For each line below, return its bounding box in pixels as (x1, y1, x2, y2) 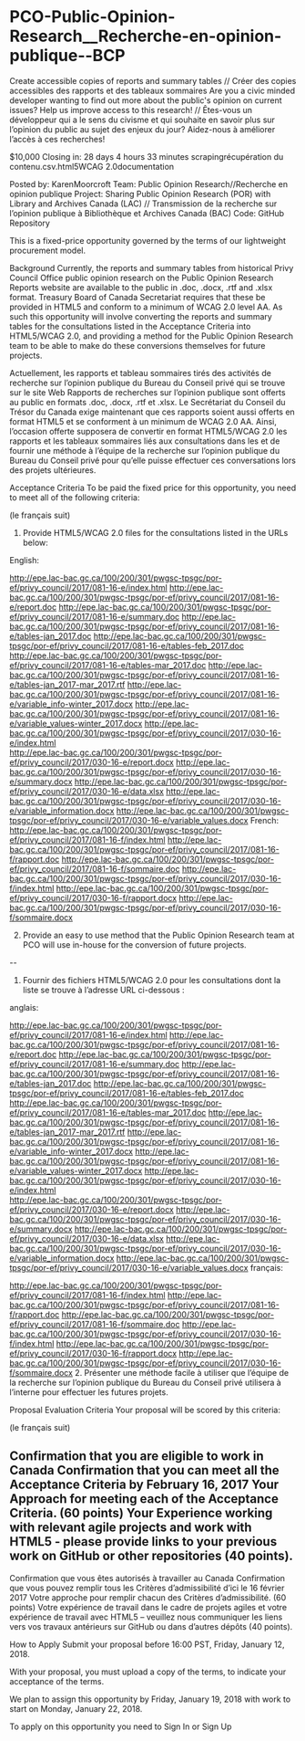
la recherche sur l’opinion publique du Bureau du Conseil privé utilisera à (9, 1377, 282, 1388)
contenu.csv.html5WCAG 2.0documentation (9, 161, 175, 172)
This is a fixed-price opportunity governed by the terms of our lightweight (9, 235, 287, 246)
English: (9, 554, 39, 565)
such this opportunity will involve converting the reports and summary (9, 310, 273, 321)
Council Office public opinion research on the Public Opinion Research (9, 272, 274, 283)
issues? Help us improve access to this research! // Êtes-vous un (9, 104, 253, 115)
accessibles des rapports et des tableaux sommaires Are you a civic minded (9, 85, 296, 96)
